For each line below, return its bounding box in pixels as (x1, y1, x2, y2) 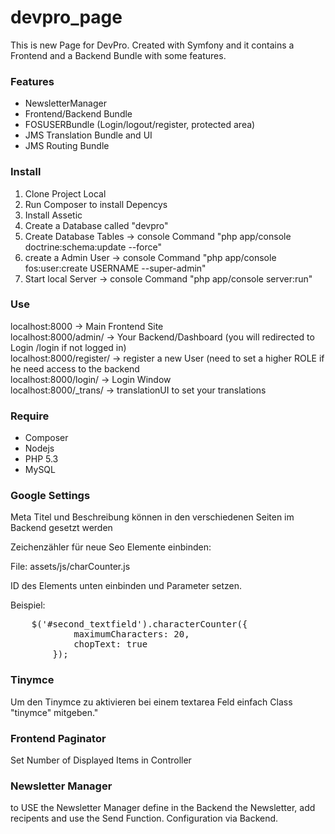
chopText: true (73, 639, 148, 650)
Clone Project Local (24, 187, 107, 200)
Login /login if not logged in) (10, 341, 127, 353)
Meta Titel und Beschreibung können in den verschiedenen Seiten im (10, 511, 295, 523)
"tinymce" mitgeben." (10, 706, 99, 718)
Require (10, 409, 50, 423)
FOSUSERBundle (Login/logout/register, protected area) (24, 119, 256, 131)
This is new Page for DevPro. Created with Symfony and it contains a (10, 39, 295, 51)
